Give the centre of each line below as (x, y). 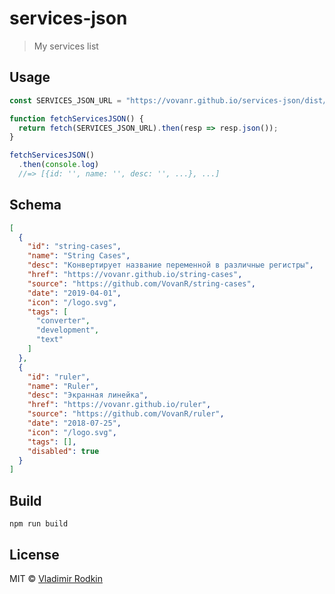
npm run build (39, 524)
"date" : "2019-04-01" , (74, 293)
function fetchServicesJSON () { (76, 118)
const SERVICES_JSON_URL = (65, 100)
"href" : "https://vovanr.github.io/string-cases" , (135, 275)
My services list (66, 46)
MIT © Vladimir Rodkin (56, 578)
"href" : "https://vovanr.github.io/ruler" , (119, 405)
